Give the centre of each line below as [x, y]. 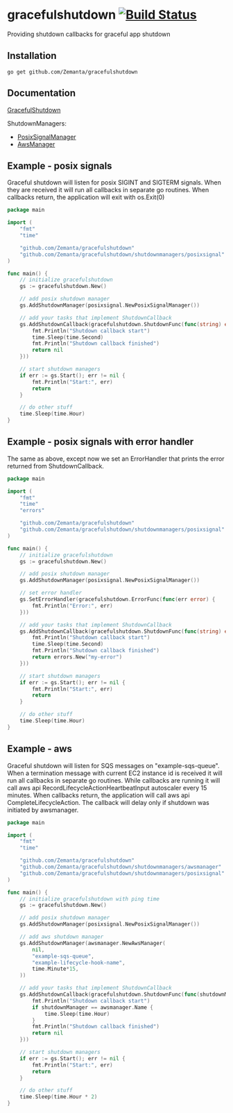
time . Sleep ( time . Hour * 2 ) [59, 1097]
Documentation [42, 93]
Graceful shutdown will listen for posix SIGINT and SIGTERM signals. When [114, 182]
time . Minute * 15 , [55, 969]
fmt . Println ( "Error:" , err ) [72, 606]
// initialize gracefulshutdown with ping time [89, 899]
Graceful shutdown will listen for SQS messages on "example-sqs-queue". [113, 765]
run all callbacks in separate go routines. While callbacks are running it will [114, 780]
